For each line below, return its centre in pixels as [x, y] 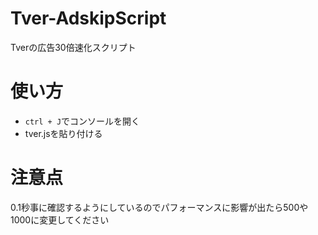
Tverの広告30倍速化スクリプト [73, 47]
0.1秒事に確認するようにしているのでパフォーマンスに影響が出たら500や [159, 207]
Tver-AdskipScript [88, 18]
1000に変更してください [60, 219]
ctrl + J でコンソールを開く [82, 121]
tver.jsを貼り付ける [63, 133]
